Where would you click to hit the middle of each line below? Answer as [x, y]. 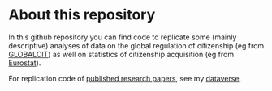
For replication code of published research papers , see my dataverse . [125, 78]
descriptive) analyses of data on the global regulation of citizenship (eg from [136, 45]
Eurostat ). [25, 63]
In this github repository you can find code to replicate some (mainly [123, 37]
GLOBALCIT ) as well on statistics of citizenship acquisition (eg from [121, 54]
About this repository [82, 15]
